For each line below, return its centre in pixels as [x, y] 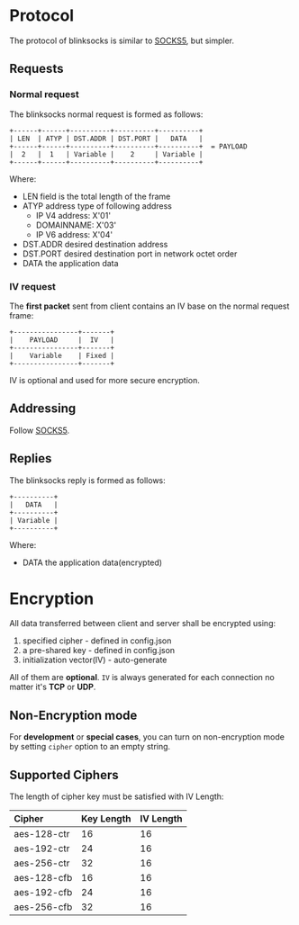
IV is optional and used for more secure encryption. [105, 380]
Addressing [43, 409]
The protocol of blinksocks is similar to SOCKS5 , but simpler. [122, 40]
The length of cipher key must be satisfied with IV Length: [117, 796]
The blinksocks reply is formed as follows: [88, 480]
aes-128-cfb [43, 878]
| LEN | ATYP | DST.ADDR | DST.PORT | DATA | [106, 139]
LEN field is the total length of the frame [96, 196]
